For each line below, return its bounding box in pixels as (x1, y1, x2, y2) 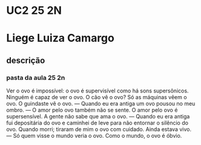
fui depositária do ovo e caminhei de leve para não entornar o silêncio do (6, 119, 189, 127)
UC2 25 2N (6, 4, 62, 18)
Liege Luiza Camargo (6, 31, 115, 45)
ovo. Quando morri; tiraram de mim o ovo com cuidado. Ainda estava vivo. (6, 126, 192, 133)
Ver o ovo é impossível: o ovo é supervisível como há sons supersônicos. (6, 87, 189, 94)
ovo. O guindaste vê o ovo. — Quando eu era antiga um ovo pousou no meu (6, 100, 196, 108)
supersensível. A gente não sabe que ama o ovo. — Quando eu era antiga (6, 113, 190, 120)
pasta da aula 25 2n (6, 73, 65, 82)
